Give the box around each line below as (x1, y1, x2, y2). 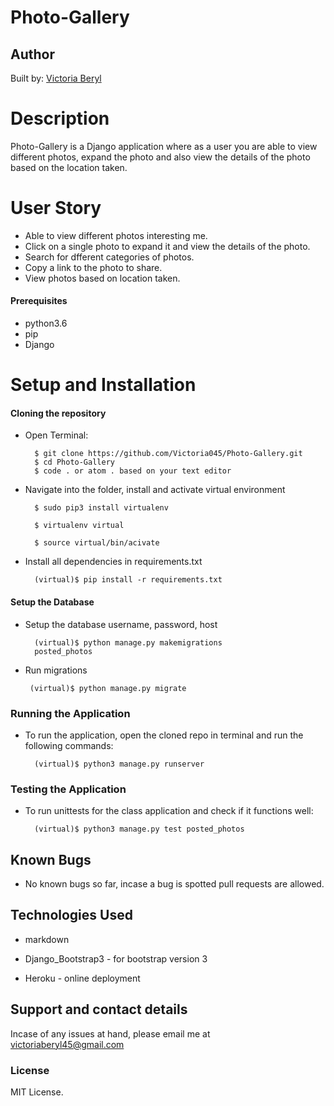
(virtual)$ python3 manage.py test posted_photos (34, 824, 245, 835)
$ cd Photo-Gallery (34, 457, 115, 468)
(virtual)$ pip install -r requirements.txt (34, 575, 223, 585)
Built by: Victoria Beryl (10, 72, 102, 84)
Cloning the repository (10, 407, 107, 419)
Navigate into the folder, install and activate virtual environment (24, 484, 286, 496)
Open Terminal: (24, 429, 89, 441)
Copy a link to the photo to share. (24, 261, 163, 273)
